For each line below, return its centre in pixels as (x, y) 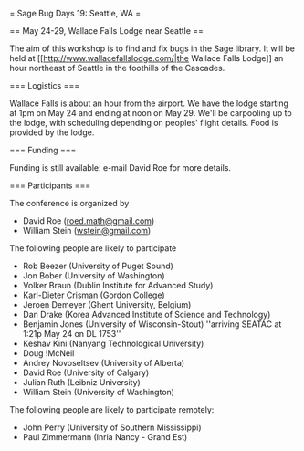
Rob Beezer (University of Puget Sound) (98, 266)
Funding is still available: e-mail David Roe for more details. (120, 168)
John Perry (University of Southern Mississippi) (112, 427)
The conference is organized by (69, 203)
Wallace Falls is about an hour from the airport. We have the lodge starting (149, 103)
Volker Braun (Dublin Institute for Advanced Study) (118, 285)
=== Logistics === (45, 85)
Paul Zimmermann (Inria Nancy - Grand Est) (105, 437)
